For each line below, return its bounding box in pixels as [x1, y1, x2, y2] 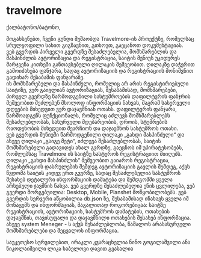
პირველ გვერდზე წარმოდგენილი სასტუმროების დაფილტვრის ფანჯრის [6, 93, 191, 100]
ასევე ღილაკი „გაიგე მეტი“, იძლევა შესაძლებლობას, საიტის [6, 137, 161, 144]
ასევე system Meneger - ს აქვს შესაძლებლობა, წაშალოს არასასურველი [6, 220, 191, 227]
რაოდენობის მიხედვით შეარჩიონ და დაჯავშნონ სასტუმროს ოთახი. [6, 124, 179, 132]
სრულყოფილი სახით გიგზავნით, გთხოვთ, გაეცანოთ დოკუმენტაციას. [6, 41, 184, 49]
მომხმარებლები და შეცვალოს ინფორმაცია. [6, 227, 119, 234]
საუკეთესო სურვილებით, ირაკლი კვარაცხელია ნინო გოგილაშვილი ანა [6, 238, 191, 245]
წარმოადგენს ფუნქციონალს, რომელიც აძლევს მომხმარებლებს [6, 112, 170, 119]
